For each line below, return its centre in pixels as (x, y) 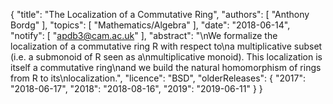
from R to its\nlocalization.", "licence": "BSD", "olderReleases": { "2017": (158, 78)
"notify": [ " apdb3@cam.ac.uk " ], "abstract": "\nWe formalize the (144, 35)
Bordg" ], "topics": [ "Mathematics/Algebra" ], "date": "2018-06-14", (150, 25)
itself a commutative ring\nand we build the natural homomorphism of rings (166, 67)
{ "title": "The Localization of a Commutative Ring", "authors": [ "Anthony (160, 14)
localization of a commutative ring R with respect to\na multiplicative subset (166, 46)
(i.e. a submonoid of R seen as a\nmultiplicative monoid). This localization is (166, 57)
